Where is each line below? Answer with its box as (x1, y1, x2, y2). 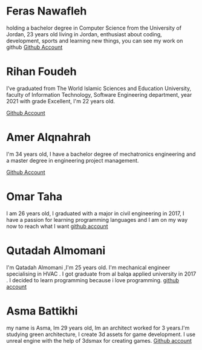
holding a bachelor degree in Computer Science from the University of (6, 24, 182, 31)
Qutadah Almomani (6, 244, 106, 258)
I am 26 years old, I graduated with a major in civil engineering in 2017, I (6, 210, 184, 217)
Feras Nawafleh (6, 4, 87, 18)
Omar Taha (6, 190, 62, 203)
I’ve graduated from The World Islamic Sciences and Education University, (6, 85, 192, 92)
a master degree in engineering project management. (6, 157, 139, 164)
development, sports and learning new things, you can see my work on (6, 37, 183, 44)
